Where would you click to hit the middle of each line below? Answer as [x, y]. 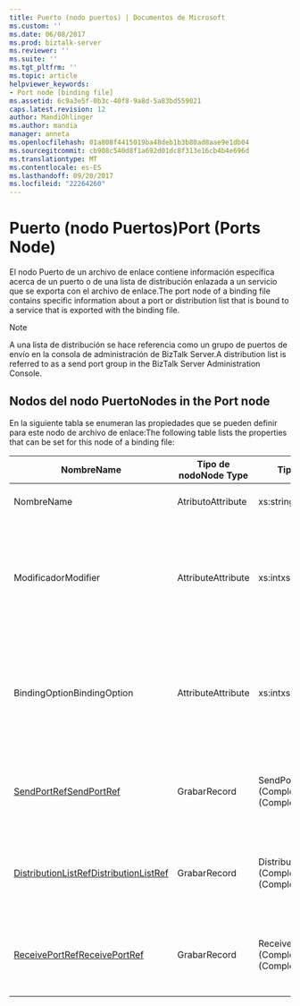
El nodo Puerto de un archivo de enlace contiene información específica [142, 272]
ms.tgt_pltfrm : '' [43, 68]
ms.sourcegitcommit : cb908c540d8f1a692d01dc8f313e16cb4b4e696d [129, 150]
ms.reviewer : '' [39, 51]
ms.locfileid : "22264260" [57, 184]
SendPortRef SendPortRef [67, 791]
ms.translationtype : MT [54, 159]
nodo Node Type [213, 475]
